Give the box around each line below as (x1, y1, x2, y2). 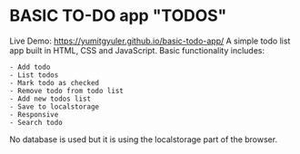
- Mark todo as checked (9, 78, 100, 87)
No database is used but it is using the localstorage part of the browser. (9, 133, 278, 145)
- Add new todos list (9, 94, 92, 103)
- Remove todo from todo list (9, 86, 125, 95)
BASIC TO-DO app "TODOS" (9, 5, 227, 26)
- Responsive (9, 110, 59, 119)
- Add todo (9, 63, 51, 72)
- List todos (9, 70, 59, 80)
